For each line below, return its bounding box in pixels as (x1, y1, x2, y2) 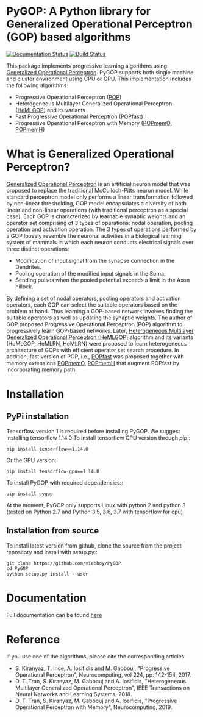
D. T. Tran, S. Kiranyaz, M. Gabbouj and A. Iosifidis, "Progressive (15, 697, 177, 704)
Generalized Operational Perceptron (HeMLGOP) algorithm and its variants (6, 334, 193, 341)
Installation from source (6, 526, 99, 536)
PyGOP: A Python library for (6, 4, 151, 18)
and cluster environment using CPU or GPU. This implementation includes (6, 75, 192, 82)
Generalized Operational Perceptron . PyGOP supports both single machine (6, 68, 194, 76)
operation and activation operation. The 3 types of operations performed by (6, 226, 197, 233)
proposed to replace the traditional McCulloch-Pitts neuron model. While (6, 187, 189, 194)
